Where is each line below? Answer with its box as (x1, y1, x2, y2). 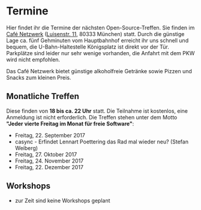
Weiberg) (14, 144, 38, 151)
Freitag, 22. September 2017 (14, 131, 85, 139)
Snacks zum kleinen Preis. (6, 74, 71, 81)
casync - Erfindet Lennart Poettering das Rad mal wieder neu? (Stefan (14, 138, 189, 145)
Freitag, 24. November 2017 (14, 157, 84, 164)
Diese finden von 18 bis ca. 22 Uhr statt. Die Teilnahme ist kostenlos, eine (6, 107, 188, 115)
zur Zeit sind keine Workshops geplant (14, 197, 110, 204)
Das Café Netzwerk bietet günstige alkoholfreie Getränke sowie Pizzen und (6, 67, 192, 74)
